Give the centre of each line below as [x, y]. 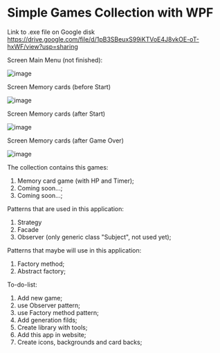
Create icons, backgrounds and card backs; [80, 342]
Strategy [29, 222]
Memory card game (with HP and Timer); [76, 181]
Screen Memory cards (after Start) [56, 114]
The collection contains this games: [58, 167]
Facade [28, 229]
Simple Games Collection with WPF [110, 13]
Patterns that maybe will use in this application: [74, 250]
